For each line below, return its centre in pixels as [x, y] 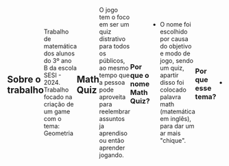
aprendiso [113, 133]
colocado [173, 89]
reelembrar [114, 111]
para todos [114, 46]
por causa [174, 39]
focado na [58, 97]
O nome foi [176, 24]
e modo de [175, 53]
